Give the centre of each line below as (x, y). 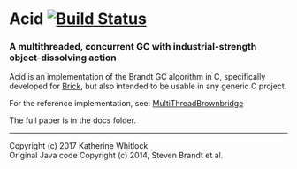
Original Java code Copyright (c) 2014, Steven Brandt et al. (116, 156)
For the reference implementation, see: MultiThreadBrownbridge (126, 104)
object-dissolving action (63, 58)
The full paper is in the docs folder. (73, 120)
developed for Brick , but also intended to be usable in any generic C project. (148, 86)
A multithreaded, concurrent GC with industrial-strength (133, 47)
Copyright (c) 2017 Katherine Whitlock (79, 146)
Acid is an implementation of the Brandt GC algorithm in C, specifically (137, 77)
